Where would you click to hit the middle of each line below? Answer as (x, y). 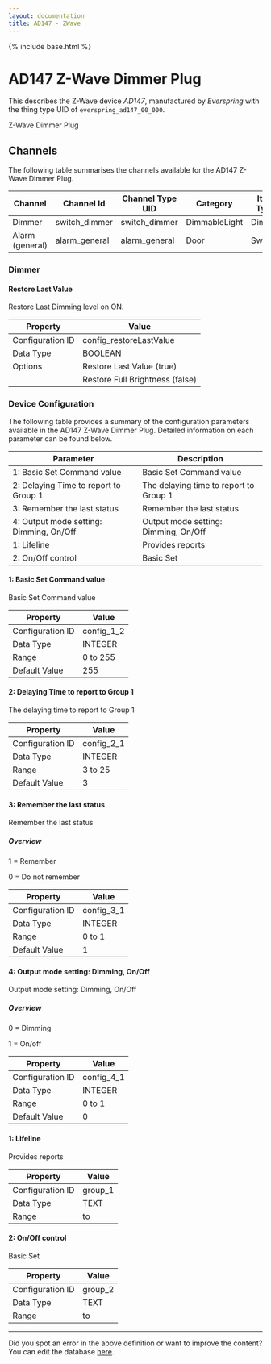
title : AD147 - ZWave (45, 23)
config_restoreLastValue (129, 340)
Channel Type (150, 198)
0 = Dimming (30, 1028)
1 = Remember (32, 861)
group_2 (98, 1289)
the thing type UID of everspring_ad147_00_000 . (87, 110)
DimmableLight (215, 223)
